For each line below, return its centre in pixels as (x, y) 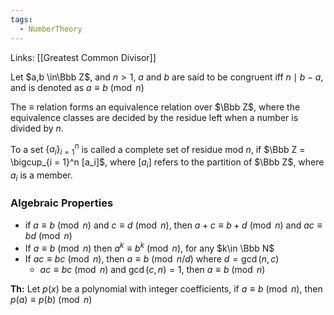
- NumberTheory (51, 29)
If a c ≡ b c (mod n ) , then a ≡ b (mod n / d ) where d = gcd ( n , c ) (152, 258)
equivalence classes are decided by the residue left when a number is (154, 117)
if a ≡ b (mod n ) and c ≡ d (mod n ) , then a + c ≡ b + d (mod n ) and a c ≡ (173, 225)
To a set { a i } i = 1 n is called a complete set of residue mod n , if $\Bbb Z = (158, 149)
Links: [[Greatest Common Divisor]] (83, 57)
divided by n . (37, 128)
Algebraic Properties (62, 203)
